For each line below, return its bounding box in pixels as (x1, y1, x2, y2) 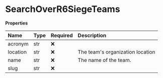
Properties (5, 20, 28, 26)
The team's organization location (77, 48, 155, 55)
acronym (8, 40, 29, 47)
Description (77, 31, 107, 38)
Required (50, 31, 73, 38)
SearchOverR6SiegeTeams (5, 3, 120, 15)
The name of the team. (77, 56, 132, 63)
